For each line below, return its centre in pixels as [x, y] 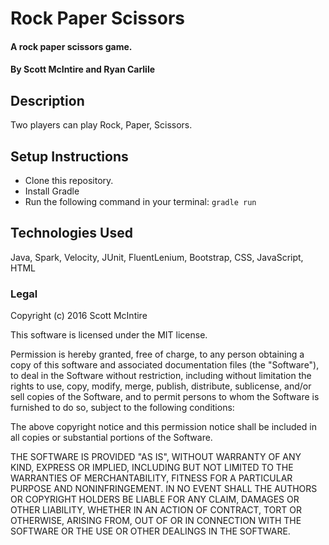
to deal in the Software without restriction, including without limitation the [161, 376]
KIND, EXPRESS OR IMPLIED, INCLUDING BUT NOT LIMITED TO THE [152, 468]
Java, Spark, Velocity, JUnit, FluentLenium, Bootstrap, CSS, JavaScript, [157, 257]
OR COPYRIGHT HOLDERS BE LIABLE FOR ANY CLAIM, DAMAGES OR [155, 499]
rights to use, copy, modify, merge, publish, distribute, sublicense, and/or [161, 386]
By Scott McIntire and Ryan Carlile [83, 69]
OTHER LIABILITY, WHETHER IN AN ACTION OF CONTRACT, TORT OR [156, 510]
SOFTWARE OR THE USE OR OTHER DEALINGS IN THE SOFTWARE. [150, 531]
